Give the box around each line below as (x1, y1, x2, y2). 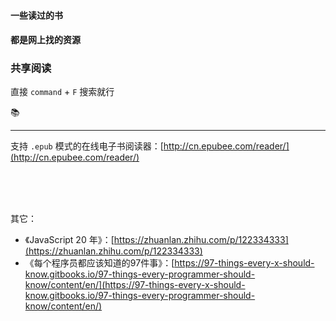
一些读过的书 (10, 9, 63, 21)
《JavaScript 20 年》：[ (24, 234, 115, 246)
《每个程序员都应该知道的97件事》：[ (24, 257, 175, 269)
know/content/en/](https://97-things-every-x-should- (24, 279, 246, 291)
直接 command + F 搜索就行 (10, 86, 115, 98)
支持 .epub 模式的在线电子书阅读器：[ (10, 140, 164, 152)
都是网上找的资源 (10, 34, 81, 46)
